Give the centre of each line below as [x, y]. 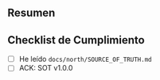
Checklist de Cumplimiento [76, 40]
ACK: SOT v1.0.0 [46, 68]
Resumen [31, 13]
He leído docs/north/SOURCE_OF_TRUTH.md [85, 59]
